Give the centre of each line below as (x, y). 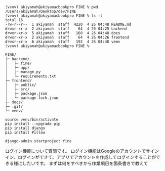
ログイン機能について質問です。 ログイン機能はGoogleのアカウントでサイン (82, 151)
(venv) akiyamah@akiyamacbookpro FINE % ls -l (54, 16)
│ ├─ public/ (21, 85)
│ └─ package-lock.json (32, 98)
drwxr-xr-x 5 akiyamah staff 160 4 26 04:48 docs (63, 33)
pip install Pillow (25, 132)
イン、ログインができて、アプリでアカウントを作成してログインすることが (81, 157)
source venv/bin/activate (32, 120)
